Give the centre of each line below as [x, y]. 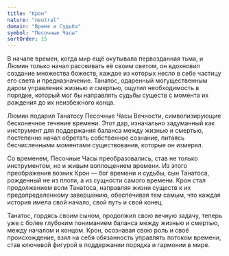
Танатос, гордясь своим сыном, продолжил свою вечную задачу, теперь [115, 216]
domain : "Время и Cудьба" [44, 26]
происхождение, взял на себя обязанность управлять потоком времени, [114, 237]
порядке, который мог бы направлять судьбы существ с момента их [108, 95]
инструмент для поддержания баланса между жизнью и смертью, [105, 131]
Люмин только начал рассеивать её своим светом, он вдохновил [104, 66]
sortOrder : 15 [27, 39]
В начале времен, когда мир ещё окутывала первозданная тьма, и [105, 58]
